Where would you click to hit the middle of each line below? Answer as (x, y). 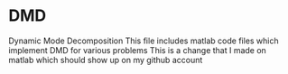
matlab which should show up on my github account (106, 60)
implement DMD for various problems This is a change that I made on (138, 50)
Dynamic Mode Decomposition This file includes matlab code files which (144, 41)
